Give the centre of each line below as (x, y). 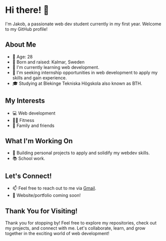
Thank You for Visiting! (41, 211)
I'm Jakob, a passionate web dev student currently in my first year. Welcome (83, 24)
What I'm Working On (39, 141)
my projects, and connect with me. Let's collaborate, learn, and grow (75, 228)
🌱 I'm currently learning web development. (56, 67)
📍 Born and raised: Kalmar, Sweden (48, 62)
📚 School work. (29, 159)
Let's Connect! (28, 176)
